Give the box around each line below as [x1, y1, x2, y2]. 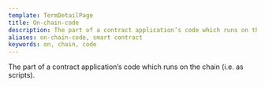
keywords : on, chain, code [8, 41, 97, 49]
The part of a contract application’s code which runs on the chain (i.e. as [8, 62, 244, 71]
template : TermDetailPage [8, 11, 93, 20]
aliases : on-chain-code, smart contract [8, 33, 144, 42]
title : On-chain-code [8, 19, 80, 27]
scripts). [8, 71, 35, 80]
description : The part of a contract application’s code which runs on [8, 26, 248, 34]
